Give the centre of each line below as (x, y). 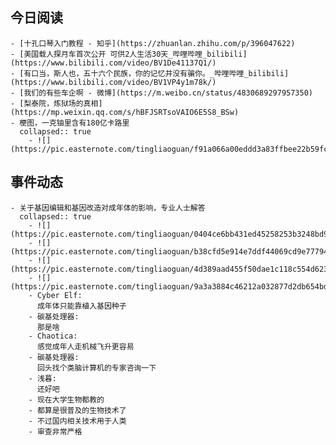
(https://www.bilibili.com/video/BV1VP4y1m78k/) (113, 82)
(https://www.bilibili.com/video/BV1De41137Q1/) (113, 63)
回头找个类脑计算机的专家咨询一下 (96, 368)
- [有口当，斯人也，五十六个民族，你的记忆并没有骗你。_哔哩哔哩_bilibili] (150, 73)
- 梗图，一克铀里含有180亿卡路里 (70, 123)
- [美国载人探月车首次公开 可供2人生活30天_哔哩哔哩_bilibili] (129, 54)
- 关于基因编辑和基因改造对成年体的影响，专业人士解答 (108, 208)
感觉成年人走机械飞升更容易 (85, 346)
